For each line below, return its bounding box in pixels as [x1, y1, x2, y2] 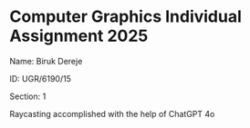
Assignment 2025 [9, 25, 149, 46]
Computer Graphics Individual [9, 6, 242, 27]
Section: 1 [9, 91, 47, 102]
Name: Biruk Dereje [9, 55, 83, 66]
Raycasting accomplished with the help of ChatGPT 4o [9, 108, 215, 119]
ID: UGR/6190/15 [9, 73, 71, 84]
